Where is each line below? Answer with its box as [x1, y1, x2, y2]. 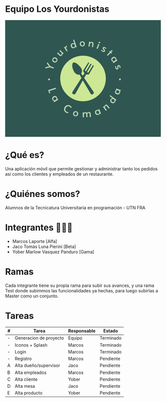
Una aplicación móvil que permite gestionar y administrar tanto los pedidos [5, 165, 158, 171]
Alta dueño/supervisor [14, 362, 60, 368]
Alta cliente [14, 376, 38, 382]
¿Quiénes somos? [5, 189, 81, 200]
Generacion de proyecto [14, 335, 64, 341]
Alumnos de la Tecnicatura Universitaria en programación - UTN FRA [5, 204, 146, 210]
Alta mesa [14, 383, 36, 389]
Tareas [5, 310, 34, 322]
